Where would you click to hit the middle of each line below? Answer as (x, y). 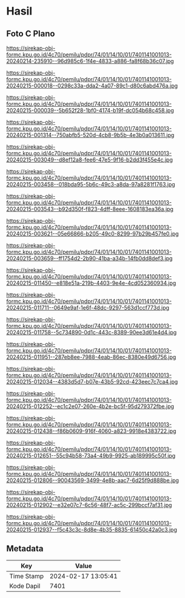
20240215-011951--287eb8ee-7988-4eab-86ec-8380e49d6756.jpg (91, 357)
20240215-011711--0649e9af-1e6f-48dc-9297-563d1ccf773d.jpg (88, 307)
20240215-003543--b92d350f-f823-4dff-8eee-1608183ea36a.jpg (90, 209)
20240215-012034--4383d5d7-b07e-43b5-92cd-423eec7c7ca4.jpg (92, 382)
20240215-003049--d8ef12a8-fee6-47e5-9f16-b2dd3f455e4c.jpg (89, 160)
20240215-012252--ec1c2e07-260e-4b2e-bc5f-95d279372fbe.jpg (90, 406)
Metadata (25, 549)
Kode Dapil (25, 586)
